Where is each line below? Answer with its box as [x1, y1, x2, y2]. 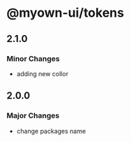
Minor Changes [6, 54, 60, 64]
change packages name [16, 127, 86, 135]
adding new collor [16, 69, 69, 78]
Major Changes [6, 111, 60, 120]
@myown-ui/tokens [6, 5, 125, 21]
